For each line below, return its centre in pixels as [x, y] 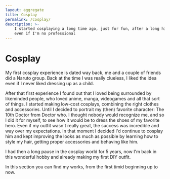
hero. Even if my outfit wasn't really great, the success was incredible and [82, 125]
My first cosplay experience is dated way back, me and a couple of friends [83, 73]
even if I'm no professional [45, 33]
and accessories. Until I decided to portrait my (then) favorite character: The [85, 109]
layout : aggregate [25, 10]
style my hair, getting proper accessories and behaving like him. [72, 141]
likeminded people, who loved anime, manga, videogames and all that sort [83, 98]
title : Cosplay [21, 15]
